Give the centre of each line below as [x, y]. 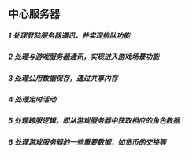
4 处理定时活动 [32, 100]
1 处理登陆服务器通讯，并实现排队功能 [69, 35]
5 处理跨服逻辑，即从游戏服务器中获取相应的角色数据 [94, 121]
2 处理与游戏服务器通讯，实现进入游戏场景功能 [84, 57]
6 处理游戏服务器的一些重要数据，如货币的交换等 [87, 142]
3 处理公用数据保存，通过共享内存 [63, 78]
